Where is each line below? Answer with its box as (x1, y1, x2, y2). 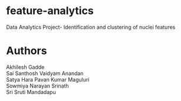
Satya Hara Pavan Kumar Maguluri (6, 76, 90, 83)
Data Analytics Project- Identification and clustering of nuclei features (6, 23, 176, 31)
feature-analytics (6, 4, 94, 18)
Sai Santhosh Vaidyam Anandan (6, 69, 84, 77)
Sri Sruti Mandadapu (6, 88, 56, 95)
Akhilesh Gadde (6, 63, 45, 70)
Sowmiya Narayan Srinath (6, 82, 69, 89)
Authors (6, 44, 47, 58)
